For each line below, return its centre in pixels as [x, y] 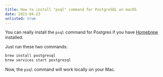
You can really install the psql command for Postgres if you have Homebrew [81, 32]
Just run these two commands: [36, 47]
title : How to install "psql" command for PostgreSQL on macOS [71, 9]
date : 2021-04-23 [23, 14]
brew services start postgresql [38, 60]
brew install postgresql [30, 56]
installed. [14, 37]
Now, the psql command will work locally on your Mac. [60, 69]
